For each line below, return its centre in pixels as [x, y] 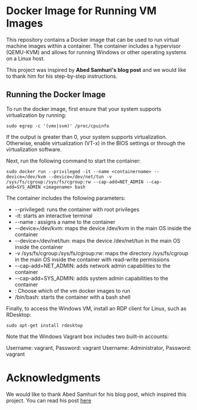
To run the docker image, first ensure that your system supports [84, 109]
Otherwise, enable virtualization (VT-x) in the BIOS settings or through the [96, 143]
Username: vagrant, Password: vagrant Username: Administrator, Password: [99, 348]
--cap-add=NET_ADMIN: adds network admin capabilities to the [93, 266]
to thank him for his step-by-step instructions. [62, 76]
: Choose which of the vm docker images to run [73, 290]
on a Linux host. [26, 58]
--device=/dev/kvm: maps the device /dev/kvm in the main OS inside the [103, 228]
